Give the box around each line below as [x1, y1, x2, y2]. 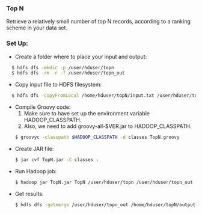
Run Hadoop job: [14, 167, 57, 175]
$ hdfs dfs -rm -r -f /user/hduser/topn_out [11, 70, 125, 76]
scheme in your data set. [6, 24, 68, 31]
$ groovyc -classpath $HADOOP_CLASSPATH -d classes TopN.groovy [14, 134, 180, 141]
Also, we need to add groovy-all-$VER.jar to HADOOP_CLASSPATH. [23, 123, 192, 130]
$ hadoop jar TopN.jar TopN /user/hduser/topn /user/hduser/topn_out [14, 179, 194, 185]
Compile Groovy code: [14, 103, 71, 111]
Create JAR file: [14, 145, 54, 153]
